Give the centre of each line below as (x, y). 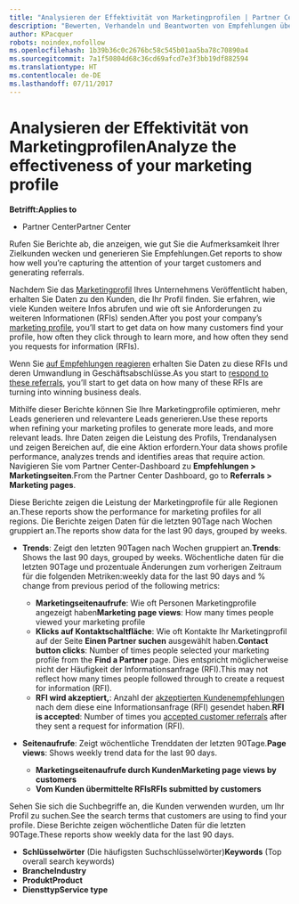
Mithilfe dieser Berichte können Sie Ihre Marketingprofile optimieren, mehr (145, 409)
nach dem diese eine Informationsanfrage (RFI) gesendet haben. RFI (160, 707)
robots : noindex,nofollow (57, 42)
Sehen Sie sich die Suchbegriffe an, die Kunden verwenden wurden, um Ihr (147, 806)
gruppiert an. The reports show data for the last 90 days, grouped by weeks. (148, 530)
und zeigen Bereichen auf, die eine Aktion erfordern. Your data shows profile (148, 447)
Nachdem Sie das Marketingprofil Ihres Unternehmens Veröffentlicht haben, (148, 289)
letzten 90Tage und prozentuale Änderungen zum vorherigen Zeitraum (152, 566)
